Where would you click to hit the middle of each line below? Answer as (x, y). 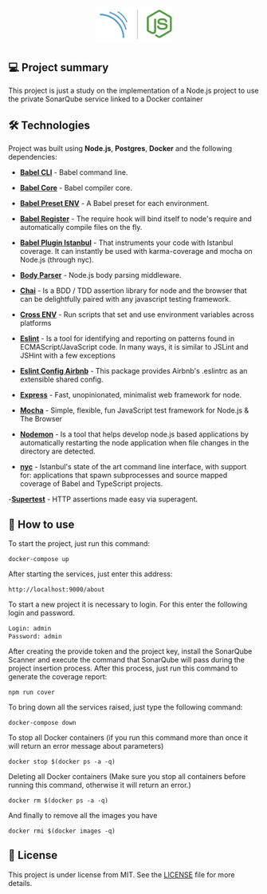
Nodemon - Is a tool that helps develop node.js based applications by (134, 434)
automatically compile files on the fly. (81, 227)
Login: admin (30, 629)
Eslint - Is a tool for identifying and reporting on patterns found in (127, 338)
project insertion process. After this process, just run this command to (123, 668)
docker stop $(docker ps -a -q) (62, 762)
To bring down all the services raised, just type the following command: (126, 707)
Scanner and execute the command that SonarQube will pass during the (127, 660)
